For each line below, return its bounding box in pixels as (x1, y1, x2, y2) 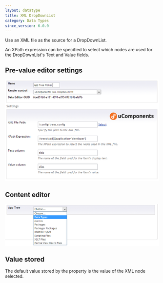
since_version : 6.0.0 (5, 23, 49, 28)
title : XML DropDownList (5, 13, 56, 18)
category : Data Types (5, 18, 49, 23)
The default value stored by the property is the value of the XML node (5, 268, 145, 274)
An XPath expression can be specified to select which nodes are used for (5, 47, 153, 53)
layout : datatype (5, 8, 41, 13)
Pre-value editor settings (5, 66, 83, 74)
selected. (5, 273, 24, 279)
